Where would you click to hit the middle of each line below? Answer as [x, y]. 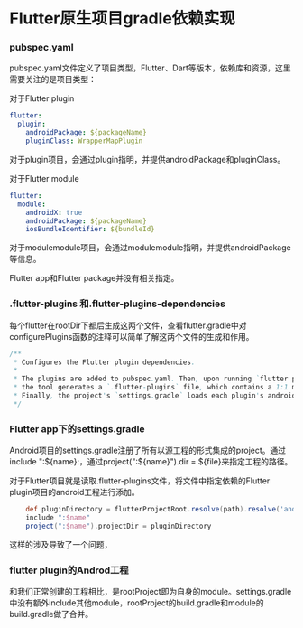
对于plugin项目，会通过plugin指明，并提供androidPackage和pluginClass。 [147, 159]
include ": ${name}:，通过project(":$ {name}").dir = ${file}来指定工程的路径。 [151, 462]
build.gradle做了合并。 [51, 614]
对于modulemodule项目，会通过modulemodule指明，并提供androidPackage [150, 248]
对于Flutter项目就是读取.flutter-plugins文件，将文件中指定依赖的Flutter [140, 481]
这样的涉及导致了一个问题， [61, 544]
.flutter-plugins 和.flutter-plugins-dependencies [117, 304]
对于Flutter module [44, 178]
